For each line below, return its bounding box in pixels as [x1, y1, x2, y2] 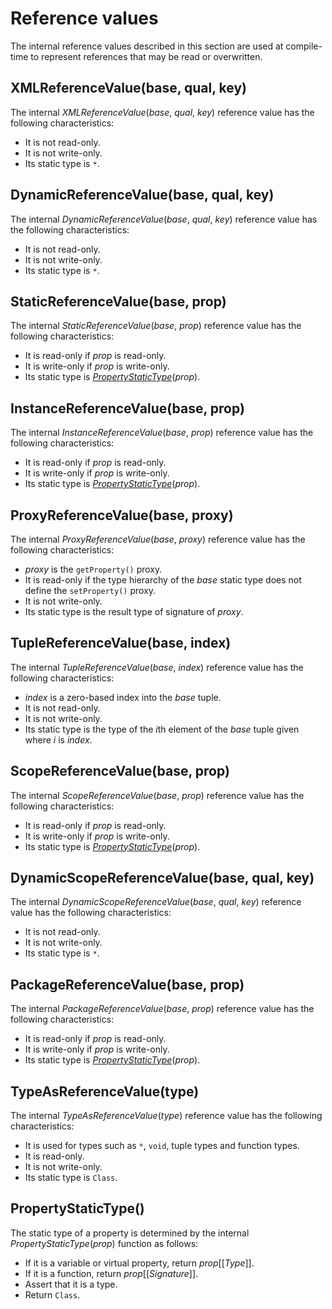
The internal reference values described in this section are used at [10, 40, 284, 52]
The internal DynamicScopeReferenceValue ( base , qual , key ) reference [10, 896, 302, 908]
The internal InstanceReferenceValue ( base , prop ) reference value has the [10, 427, 314, 439]
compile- [285, 40, 323, 52]
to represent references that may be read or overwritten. [30, 50, 263, 62]
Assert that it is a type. [24, 1278, 118, 1290]
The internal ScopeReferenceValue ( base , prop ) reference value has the [10, 789, 305, 801]
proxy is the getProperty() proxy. [24, 563, 163, 575]
